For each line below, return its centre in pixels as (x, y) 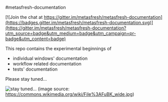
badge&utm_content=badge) (36, 39)
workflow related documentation (47, 64)
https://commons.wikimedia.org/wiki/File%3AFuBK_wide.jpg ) (70, 94)
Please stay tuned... (26, 79)
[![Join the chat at (24, 17)
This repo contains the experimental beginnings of (58, 48)
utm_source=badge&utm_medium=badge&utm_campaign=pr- (71, 33)
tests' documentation (35, 69)
